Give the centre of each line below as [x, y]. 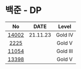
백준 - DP [23, 10]
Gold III [65, 51]
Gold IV [64, 34]
